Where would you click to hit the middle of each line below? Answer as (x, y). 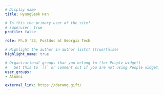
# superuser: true (24, 27)
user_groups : (18, 72)
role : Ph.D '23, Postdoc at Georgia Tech (48, 41)
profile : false (20, 32)
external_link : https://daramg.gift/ (43, 85)
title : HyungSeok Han (27, 14)
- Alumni (14, 76)
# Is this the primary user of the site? (48, 23)
